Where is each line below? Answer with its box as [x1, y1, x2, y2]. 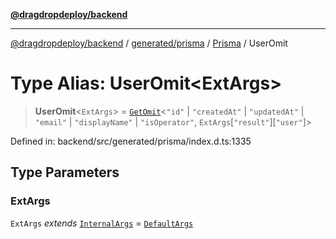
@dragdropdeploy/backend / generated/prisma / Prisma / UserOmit [10, 37, 288, 49]
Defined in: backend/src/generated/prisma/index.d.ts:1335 [10, 135, 252, 147]
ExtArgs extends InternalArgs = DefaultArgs [10, 217, 194, 229]
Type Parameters [10, 164, 120, 181]
